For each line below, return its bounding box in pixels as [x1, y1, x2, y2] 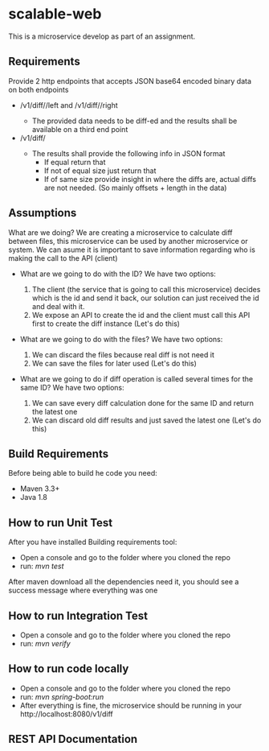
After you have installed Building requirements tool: [8, 537, 177, 547]
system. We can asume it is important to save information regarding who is [8, 245, 255, 254]
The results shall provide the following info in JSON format [31, 148, 226, 158]
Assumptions [8, 206, 77, 220]
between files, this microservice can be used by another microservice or [8, 236, 249, 246]
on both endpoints [8, 85, 69, 94]
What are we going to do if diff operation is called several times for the [19, 373, 254, 383]
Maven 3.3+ [19, 484, 60, 493]
